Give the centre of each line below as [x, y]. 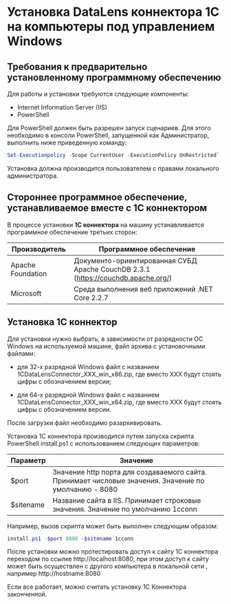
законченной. [27, 594]
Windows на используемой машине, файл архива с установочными [106, 346]
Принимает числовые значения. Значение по [129, 481]
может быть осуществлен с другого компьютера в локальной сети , [108, 566]
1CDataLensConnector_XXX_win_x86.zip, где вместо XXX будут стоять [119, 374]
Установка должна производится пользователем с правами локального [113, 168]
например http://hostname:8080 [54, 574]
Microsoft [26, 293]
